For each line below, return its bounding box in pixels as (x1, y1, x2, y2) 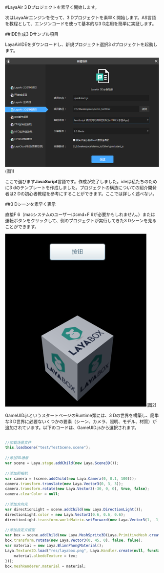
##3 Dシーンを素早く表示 (5, 201, 56, 207)
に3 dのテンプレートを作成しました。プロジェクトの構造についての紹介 (5, 185, 148, 191)
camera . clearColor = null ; (5, 491, 60, 497)
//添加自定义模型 (5, 528, 35, 532)
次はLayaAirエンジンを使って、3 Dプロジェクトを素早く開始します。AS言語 (5, 15, 156, 21)
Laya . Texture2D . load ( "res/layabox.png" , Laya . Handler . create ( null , (5, 548, 145, 553)
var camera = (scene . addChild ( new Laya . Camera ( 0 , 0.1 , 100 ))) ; (5, 476, 137, 481)
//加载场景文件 (5, 440, 32, 445)
